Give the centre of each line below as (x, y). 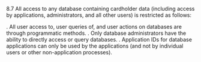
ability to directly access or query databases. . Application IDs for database (99, 39)
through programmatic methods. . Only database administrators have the (96, 33)
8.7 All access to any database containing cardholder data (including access (100, 9)
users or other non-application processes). (59, 52)
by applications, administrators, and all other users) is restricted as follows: (99, 15)
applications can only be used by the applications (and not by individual (95, 46)
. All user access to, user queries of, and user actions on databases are (94, 27)
